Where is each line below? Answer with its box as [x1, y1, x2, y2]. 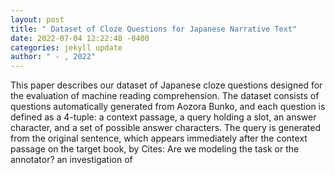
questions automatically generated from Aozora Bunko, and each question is [10, 101, 326, 113]
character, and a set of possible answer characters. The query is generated [10, 122, 321, 134]
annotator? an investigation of [10, 154, 133, 166]
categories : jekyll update [10, 42, 123, 53]
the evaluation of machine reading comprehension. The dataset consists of [10, 90, 320, 102]
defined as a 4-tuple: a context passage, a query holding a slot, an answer [10, 111, 317, 123]
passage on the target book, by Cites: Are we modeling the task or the [10, 143, 300, 155]
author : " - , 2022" [10, 52, 97, 62]
